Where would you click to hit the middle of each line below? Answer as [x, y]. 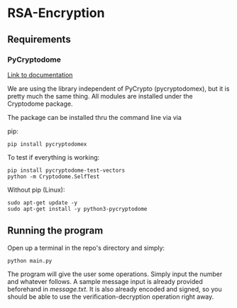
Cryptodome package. [40, 104]
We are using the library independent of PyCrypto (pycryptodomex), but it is [118, 88]
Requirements [39, 39]
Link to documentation [40, 75]
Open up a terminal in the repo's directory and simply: [86, 248]
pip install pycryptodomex [47, 144]
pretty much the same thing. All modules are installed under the [100, 96]
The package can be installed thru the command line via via [95, 117]
